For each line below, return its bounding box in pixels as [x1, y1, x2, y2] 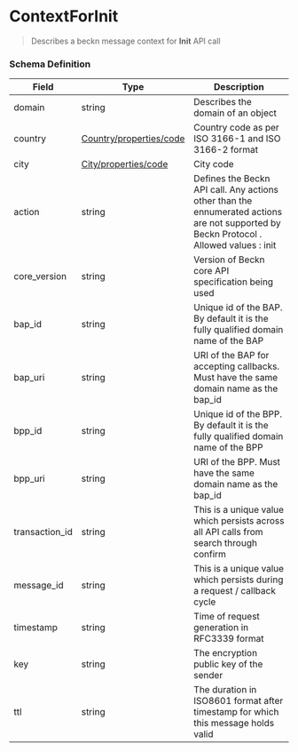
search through [193, 537, 257, 549]
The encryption [193, 647, 258, 660]
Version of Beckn [193, 253, 265, 266]
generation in [193, 621, 249, 634]
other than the [193, 195, 253, 207]
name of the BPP [193, 442, 263, 454]
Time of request [193, 611, 260, 623]
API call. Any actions [193, 184, 279, 196]
